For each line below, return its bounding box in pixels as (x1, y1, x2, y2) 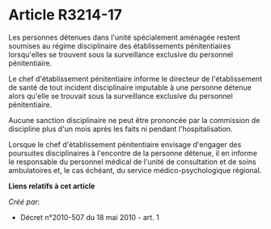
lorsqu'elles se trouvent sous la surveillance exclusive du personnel (8, 49, 233, 59)
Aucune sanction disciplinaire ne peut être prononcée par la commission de (8, 115, 260, 125)
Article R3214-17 (8, 6, 123, 24)
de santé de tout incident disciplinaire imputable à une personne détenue (8, 83, 252, 92)
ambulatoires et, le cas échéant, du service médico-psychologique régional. (8, 165, 262, 175)
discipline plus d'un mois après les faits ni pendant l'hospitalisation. (8, 124, 233, 134)
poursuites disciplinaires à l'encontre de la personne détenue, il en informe (8, 148, 257, 158)
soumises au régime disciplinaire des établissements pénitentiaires (8, 40, 231, 50)
